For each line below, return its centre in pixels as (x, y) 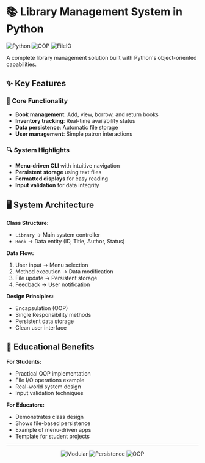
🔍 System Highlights (38, 150)
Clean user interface (41, 327)
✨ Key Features (36, 83)
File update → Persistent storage (56, 278)
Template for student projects (52, 436)
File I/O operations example (50, 380)
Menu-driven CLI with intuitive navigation (67, 165)
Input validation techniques (49, 393)
